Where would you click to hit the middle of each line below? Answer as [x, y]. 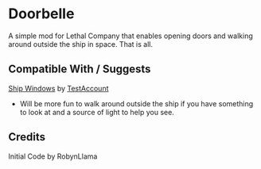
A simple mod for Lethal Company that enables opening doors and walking [130, 36]
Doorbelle [41, 14]
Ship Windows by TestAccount [58, 88]
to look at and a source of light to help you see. [97, 112]
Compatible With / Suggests [80, 69]
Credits [27, 137]
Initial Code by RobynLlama [53, 156]
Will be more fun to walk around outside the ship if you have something [136, 103]
